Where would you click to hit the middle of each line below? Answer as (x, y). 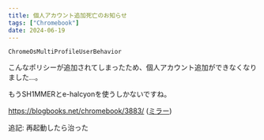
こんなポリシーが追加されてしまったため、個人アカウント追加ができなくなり (133, 67)
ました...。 (25, 78)
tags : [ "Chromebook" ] (44, 23)
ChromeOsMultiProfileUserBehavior (65, 52)
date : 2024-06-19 (37, 30)
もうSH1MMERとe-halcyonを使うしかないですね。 (90, 94)
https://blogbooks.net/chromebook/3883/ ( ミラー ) (90, 111)
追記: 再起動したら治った (48, 128)
